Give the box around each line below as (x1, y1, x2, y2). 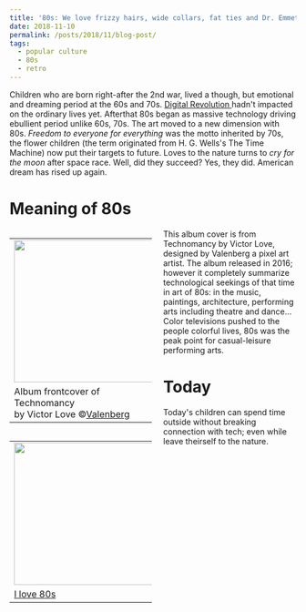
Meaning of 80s (9, 199, 132, 219)
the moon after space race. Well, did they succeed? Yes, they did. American (9, 157, 294, 168)
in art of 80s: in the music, (163, 286, 261, 297)
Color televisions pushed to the (163, 315, 280, 326)
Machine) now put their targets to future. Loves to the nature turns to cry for (9, 147, 295, 158)
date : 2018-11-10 (9, 22, 76, 31)
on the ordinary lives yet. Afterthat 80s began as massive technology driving (9, 108, 296, 119)
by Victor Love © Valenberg (14, 407, 130, 420)
